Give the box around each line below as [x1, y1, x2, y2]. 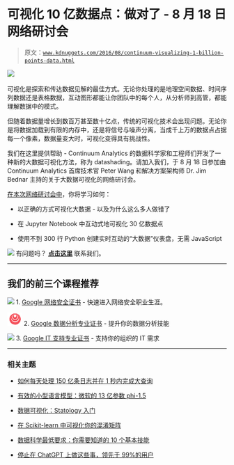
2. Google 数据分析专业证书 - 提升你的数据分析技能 [23, 319, 170, 327]
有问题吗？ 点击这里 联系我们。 [15, 249, 105, 258]
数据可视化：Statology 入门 [17, 407, 96, 415]
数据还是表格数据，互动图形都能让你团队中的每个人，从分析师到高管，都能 [13, 93, 227, 102]
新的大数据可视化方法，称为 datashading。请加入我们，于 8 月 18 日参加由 [13, 157, 226, 166]
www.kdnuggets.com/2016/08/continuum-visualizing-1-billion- [42, 49, 224, 56]
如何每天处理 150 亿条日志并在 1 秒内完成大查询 [17, 377, 153, 385]
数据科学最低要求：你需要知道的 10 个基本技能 [17, 436, 150, 444]
